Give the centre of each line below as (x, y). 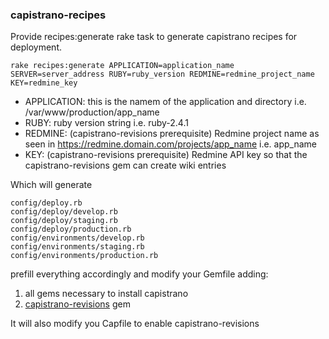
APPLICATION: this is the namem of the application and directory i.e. (165, 102)
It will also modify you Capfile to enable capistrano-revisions (135, 324)
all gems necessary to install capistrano (106, 294)
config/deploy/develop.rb (64, 212)
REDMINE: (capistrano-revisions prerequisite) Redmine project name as (172, 134)
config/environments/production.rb (84, 256)
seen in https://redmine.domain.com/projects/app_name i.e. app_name (171, 144)
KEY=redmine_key (44, 83)
